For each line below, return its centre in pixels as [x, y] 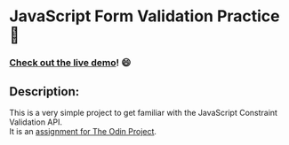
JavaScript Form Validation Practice [144, 16]
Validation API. [36, 122]
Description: [44, 92]
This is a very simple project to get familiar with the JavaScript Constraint [144, 112]
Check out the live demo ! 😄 [70, 63]
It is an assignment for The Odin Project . [83, 131]
